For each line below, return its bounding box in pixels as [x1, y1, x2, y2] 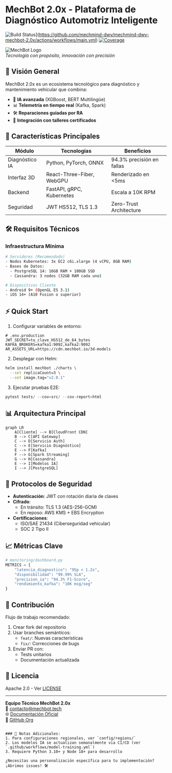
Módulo [15, 147, 34, 154]
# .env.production [5, 333, 45, 338]
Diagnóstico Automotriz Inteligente [5, 14, 158, 26]
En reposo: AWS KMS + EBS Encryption [20, 510, 104, 516]
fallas [111, 162, 124, 169]
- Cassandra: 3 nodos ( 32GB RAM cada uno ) [10, 273, 102, 278]
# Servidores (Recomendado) [5, 254, 66, 260]
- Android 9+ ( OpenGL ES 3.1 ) [5, 287, 70, 293]
